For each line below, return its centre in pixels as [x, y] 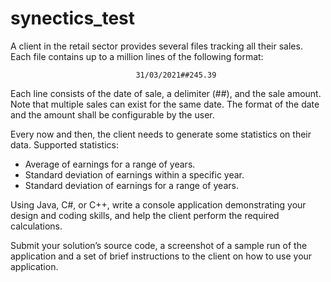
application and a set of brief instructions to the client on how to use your [161, 256]
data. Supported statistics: [64, 144]
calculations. [36, 226]
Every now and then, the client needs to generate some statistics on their [161, 134]
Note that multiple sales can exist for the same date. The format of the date [165, 104]
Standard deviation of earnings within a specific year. [134, 174]
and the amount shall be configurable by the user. [112, 114]
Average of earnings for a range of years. [110, 164]
